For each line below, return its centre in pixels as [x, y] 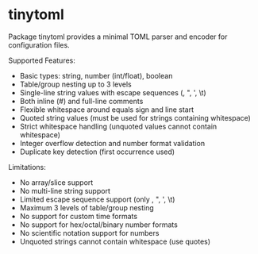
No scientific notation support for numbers [89, 233]
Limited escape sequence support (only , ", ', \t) [97, 199]
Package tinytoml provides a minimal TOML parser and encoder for [118, 37]
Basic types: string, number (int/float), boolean [96, 75]
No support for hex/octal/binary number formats [99, 225]
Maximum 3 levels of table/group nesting [87, 207]
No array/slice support [56, 182]
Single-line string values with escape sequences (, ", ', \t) [113, 92]
